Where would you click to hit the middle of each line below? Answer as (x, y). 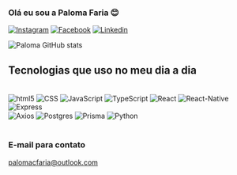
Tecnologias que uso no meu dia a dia (103, 70)
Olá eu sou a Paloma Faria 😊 (64, 13)
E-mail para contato (47, 145)
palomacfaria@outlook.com (53, 162)
